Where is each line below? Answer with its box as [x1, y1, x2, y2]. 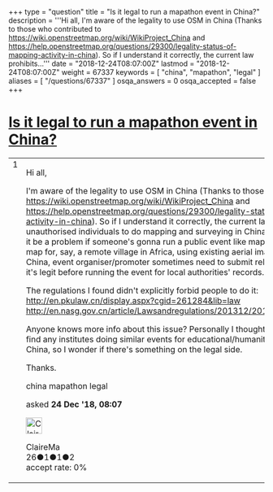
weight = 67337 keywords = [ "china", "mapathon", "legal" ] [61, 67, 262, 76]
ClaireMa [25, 441, 61, 452]
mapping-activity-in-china [8, 50, 96, 59]
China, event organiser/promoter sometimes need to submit [25, 256, 253, 268]
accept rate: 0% [25, 461, 88, 472]
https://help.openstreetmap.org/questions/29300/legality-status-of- [8, 41, 237, 51]
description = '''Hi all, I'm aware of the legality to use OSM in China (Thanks [8, 15, 262, 25]
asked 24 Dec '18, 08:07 [25, 398, 123, 410]
